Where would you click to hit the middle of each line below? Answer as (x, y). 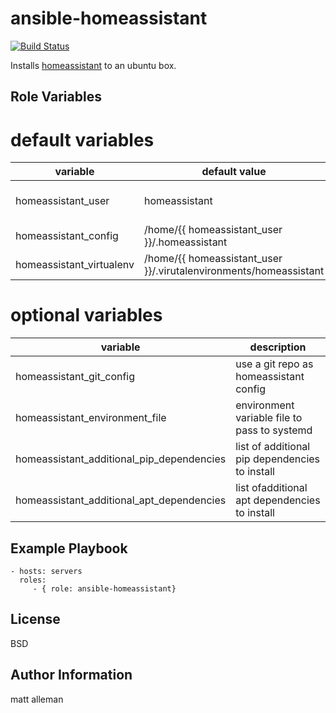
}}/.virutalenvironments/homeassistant (234, 271)
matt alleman (37, 699)
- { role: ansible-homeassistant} (104, 589)
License (35, 619)
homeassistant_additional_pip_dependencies (121, 459)
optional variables (86, 315)
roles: (33, 580)
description (278, 347)
